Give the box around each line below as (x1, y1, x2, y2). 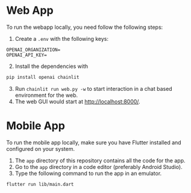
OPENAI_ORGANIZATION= (6, 46, 61, 53)
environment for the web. (14, 91, 78, 99)
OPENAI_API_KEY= (6, 52, 47, 58)
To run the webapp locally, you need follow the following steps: (6, 23, 163, 31)
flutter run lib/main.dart (6, 181, 74, 187)
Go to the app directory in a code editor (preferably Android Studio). (14, 163, 183, 170)
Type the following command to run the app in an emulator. (14, 170, 162, 177)
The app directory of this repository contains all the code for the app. (14, 157, 186, 164)
